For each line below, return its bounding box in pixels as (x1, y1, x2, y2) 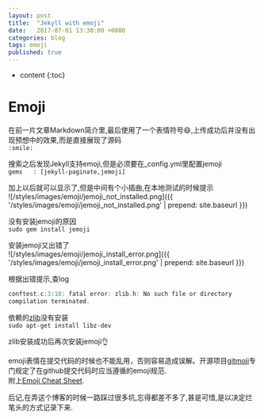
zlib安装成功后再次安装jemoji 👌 (8, 336, 109, 346)
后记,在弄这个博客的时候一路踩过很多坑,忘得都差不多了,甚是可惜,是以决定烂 (8, 392, 253, 402)
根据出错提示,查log (8, 274, 70, 283)
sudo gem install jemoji (8, 225, 90, 233)
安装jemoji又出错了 (8, 240, 70, 250)
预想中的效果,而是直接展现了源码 (14, 135, 122, 144)
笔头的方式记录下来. (8, 402, 74, 412)
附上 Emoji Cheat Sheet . (8, 375, 85, 385)
